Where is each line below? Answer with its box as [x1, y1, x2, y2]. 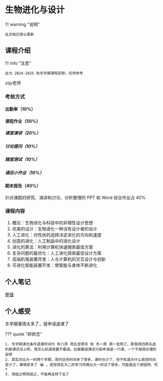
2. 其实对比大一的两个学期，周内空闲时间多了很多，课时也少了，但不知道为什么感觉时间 [5, 357, 156, 362]
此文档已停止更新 [5, 32, 34, 37]
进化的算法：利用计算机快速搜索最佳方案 [12, 244, 93, 250]
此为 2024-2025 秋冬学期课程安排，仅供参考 [5, 71, 83, 76]
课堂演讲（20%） [5, 130, 41, 136]
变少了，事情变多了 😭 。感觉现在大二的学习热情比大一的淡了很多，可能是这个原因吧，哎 [5, 363, 158, 367]
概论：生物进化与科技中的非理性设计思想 [12, 219, 93, 226]
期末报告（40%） [5, 182, 41, 188]
